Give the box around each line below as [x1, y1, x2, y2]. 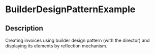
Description [5, 24, 43, 33]
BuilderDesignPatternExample [5, 4, 136, 15]
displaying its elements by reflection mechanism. [5, 43, 108, 49]
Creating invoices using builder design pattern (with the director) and [5, 37, 150, 43]
